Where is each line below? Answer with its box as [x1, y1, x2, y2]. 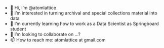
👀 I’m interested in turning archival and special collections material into [10, 10, 158, 16]
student [10, 26, 26, 32]
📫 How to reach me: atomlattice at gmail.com [10, 37, 106, 42]
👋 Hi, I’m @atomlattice [10, 5, 57, 10]
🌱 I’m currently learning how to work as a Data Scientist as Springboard [10, 20, 159, 26]
